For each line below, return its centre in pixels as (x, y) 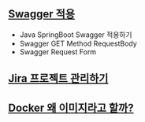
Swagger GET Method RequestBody (78, 43)
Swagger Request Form (58, 52)
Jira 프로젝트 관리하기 (58, 78)
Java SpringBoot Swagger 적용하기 (76, 35)
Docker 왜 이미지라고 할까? (71, 107)
